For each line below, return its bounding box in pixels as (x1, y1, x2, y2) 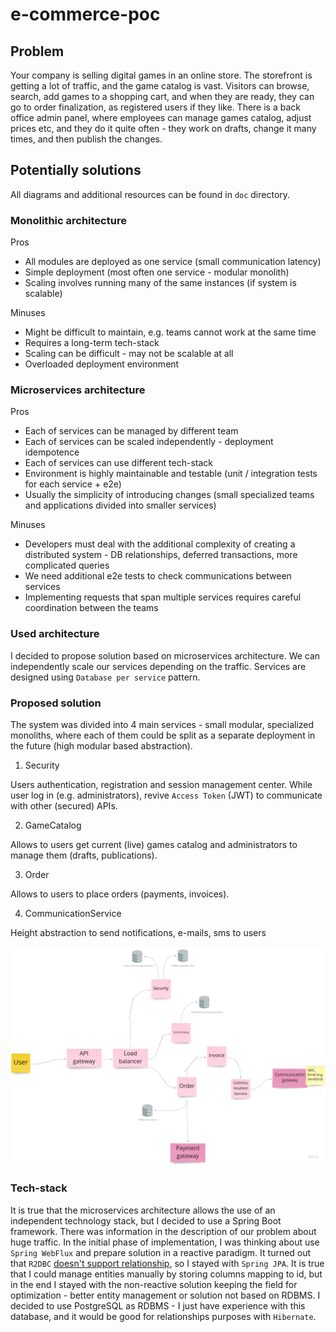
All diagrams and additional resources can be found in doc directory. (10, 188, 291, 200)
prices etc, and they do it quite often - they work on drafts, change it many (10, 123, 317, 134)
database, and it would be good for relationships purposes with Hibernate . (10, 1310, 317, 1322)
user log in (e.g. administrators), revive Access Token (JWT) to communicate (10, 789, 323, 801)
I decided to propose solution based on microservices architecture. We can (10, 649, 321, 662)
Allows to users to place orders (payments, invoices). (10, 888, 230, 900)
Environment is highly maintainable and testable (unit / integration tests (24, 468, 318, 480)
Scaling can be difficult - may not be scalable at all (24, 348, 234, 360)
